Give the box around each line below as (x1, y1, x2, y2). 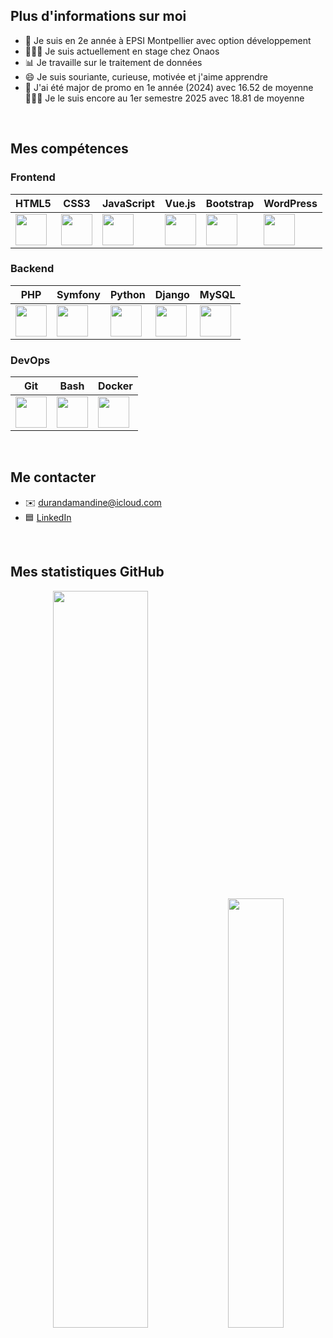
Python (109, 287, 146, 301)
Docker (98, 379, 133, 393)
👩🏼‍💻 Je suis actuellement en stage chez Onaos (24, 45, 220, 57)
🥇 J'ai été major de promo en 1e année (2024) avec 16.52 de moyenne (24, 81, 314, 93)
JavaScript (101, 196, 155, 210)
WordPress (263, 196, 318, 210)
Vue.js (164, 196, 197, 210)
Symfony (56, 287, 101, 301)
